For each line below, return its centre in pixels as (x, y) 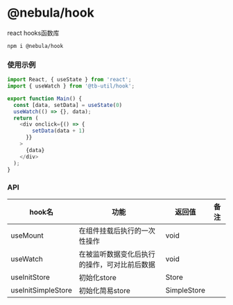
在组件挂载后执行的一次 (117, 231)
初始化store (97, 277)
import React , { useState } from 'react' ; (69, 80)
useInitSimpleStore (42, 290)
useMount (27, 236)
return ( (26, 118)
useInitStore (31, 277)
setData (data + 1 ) (59, 131)
